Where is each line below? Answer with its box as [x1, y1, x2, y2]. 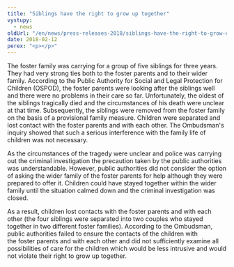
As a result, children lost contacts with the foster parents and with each [7, 207, 212, 215]
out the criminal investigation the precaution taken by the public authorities [7, 157, 222, 165]
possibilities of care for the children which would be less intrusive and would [7, 245, 227, 252]
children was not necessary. [7, 136, 88, 144]
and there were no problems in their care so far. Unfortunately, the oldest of [7, 91, 224, 100]
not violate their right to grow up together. [7, 252, 127, 260]
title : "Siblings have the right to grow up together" [7, 10, 170, 17]
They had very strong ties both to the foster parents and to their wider [7, 69, 208, 77]
